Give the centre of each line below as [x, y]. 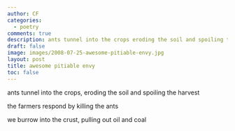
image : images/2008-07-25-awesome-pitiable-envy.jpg [86, 53]
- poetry [26, 27]
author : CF [23, 14]
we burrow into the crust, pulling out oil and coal [77, 119]
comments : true [29, 33]
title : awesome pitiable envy [51, 66]
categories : [24, 20]
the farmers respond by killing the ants [63, 106]
